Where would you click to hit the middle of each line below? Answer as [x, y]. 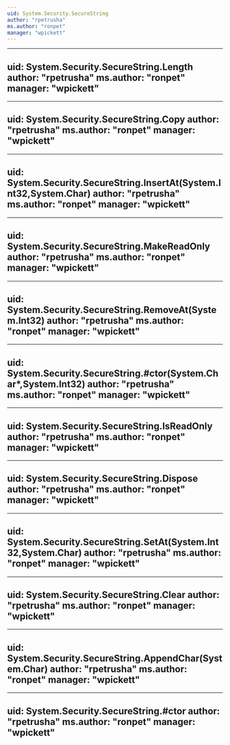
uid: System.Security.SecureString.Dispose [103, 479]
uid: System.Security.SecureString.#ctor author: [114, 711]
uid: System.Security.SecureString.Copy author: [113, 120]
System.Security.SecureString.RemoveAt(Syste [112, 310]
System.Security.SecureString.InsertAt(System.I [114, 183]
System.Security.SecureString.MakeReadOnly [109, 247]
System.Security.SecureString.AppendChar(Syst [115, 658]
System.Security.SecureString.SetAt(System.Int [113, 542]
